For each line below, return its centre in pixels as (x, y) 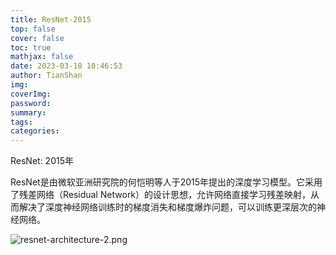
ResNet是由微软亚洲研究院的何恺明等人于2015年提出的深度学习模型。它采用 (166, 182)
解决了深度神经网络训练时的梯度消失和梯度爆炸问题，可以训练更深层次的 (167, 207)
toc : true (31, 47)
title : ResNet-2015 (51, 19)
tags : (21, 122)
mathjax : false (42, 57)
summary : (28, 112)
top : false (33, 29)
